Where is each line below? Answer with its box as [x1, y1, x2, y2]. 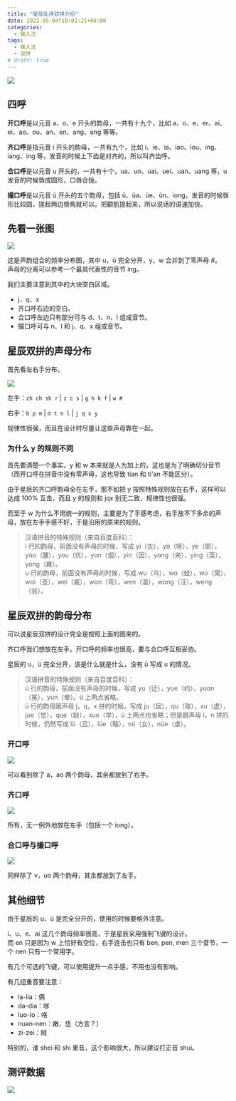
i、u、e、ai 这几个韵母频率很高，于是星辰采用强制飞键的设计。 [7, 929, 192, 938]
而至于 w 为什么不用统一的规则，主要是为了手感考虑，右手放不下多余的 [7, 509, 215, 517]
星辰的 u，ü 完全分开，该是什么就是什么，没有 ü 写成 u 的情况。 [7, 660, 195, 668]
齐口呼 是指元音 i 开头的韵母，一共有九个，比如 [7, 143, 144, 151]
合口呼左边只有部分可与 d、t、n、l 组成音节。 [17, 313, 151, 321]
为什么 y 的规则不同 [7, 443, 74, 453]
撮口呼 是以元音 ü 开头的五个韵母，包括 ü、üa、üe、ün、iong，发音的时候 [7, 190, 223, 200]
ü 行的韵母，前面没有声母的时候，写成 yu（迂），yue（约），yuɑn [24, 684, 215, 693]
